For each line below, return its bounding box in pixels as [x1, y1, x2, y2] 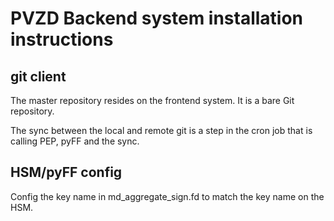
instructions [10, 28, 114, 51]
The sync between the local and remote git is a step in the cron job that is [10, 125, 313, 136]
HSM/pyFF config [10, 164, 123, 181]
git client [10, 68, 67, 85]
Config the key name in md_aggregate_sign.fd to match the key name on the [10, 190, 325, 202]
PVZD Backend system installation [10, 7, 304, 30]
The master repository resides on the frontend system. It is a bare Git [10, 95, 295, 106]
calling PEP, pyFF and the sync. [10, 135, 140, 147]
